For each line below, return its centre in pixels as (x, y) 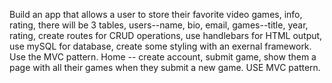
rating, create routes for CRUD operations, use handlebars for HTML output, (166, 35)
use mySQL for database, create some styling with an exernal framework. (160, 46)
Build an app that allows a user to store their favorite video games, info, (156, 14)
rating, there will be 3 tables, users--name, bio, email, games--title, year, (159, 25)
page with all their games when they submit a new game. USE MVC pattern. (165, 67)
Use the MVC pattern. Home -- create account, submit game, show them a (163, 57)
